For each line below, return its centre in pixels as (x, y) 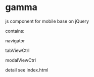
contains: (15, 31)
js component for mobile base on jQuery (47, 21)
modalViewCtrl (21, 60)
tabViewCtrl (17, 50)
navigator (15, 41)
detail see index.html (27, 70)
